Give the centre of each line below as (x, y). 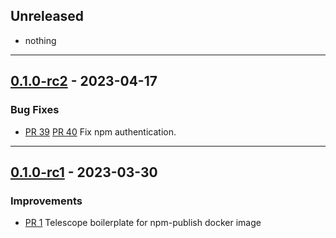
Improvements (46, 201)
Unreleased (47, 16)
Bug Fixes (35, 110)
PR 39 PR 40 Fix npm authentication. (100, 131)
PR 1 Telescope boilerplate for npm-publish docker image (143, 223)
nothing (40, 40)
